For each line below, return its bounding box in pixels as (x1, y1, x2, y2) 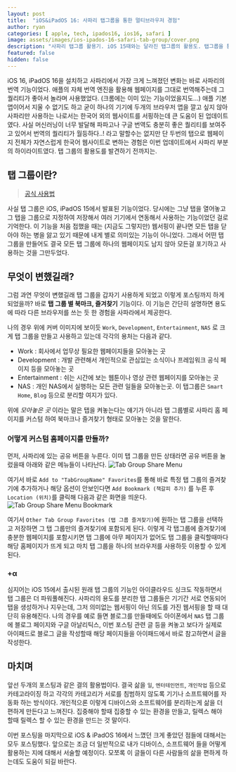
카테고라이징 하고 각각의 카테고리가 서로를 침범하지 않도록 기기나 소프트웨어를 (7, 689, 220, 697)
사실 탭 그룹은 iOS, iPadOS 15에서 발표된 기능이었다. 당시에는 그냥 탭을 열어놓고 (7, 204, 226, 213)
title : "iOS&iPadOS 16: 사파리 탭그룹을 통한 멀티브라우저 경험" (7, 17, 181, 24)
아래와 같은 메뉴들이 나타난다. (25, 460, 107, 469)
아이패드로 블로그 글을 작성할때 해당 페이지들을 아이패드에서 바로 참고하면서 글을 (7, 629, 227, 638)
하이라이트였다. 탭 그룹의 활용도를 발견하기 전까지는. (14, 146, 157, 155)
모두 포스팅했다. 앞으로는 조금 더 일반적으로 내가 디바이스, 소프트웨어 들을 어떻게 (7, 740, 227, 748)
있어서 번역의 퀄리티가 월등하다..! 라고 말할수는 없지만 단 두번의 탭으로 (14, 129, 206, 137)
